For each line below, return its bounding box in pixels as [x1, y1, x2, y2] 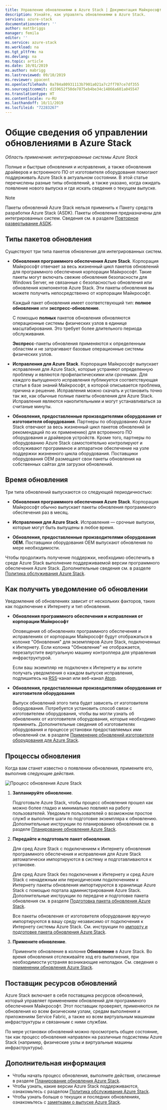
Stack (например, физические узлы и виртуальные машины [5, 1039, 133, 1045]
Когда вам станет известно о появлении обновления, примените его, [5, 765, 154, 771]
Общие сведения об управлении [5, 127, 148, 138]
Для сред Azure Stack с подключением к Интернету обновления [12, 846, 151, 852]
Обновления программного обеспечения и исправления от [12, 613, 143, 619]
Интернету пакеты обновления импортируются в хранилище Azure [12, 882, 156, 888]
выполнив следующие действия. [5, 771, 75, 777]
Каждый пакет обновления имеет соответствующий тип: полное [12, 299, 151, 306]
